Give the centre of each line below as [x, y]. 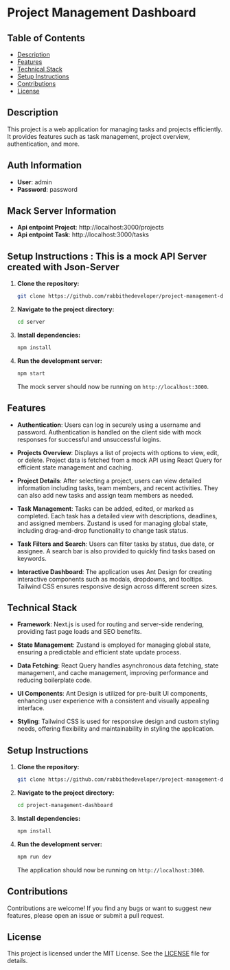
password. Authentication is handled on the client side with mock [109, 432]
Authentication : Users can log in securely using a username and [109, 425]
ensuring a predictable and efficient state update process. [99, 652]
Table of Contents [46, 38]
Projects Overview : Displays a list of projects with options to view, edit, [118, 452]
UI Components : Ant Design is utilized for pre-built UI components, [112, 694]
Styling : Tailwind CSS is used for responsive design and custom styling [118, 721]
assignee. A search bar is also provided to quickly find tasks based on [116, 551]
